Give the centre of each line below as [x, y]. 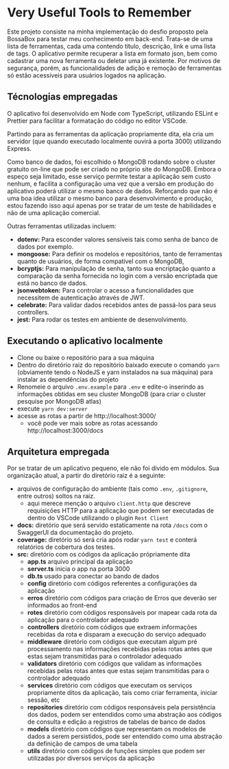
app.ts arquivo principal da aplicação [80, 562]
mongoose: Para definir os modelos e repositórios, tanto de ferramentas [120, 254]
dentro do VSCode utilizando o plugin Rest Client [98, 518]
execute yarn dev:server [52, 408]
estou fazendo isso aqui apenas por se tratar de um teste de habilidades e [112, 205]
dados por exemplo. [45, 246]
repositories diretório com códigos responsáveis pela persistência [121, 707]
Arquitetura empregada [58, 451]
